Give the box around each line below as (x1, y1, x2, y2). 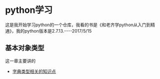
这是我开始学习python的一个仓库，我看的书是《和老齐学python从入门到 (5, 22, 151, 28)
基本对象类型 (5, 44, 45, 52)
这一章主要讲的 (5, 58, 36, 64)
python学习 (5, 4, 53, 16)
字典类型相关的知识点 (12, 68, 56, 74)
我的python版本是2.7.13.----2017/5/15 (15, 28, 92, 34)
